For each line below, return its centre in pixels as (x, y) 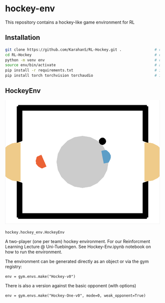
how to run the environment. (34, 252)
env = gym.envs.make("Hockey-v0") (41, 276)
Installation (23, 38)
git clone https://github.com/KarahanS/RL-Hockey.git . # (81, 50)
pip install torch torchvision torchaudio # (81, 76)
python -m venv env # (81, 60)
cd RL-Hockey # (81, 55)
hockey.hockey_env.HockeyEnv (35, 232)
